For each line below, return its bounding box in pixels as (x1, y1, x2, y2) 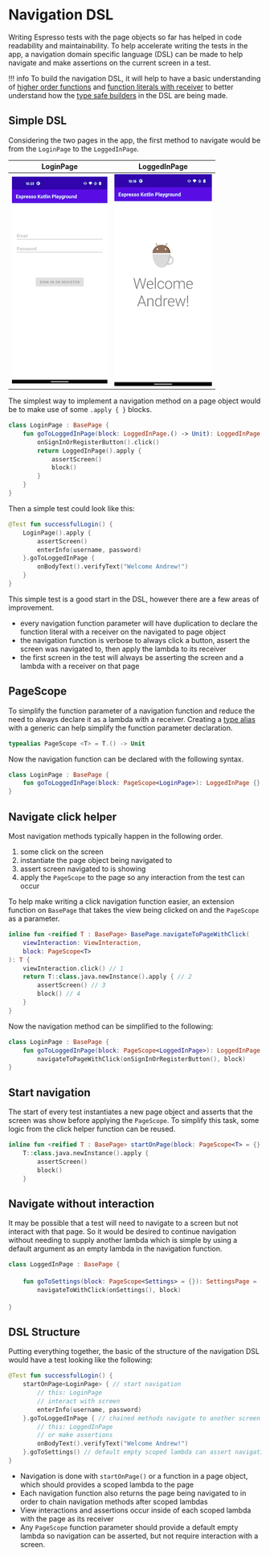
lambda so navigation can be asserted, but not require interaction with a (19, 1531, 259, 1541)
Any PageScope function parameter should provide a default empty (19, 1522, 239, 1532)
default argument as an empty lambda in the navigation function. (8, 1244, 223, 1253)
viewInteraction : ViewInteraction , (22, 939, 142, 947)
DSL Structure (8, 1325, 80, 1339)
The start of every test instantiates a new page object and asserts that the (8, 1107, 253, 1116)
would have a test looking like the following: (8, 1355, 153, 1365)
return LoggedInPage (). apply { (37, 447, 142, 455)
